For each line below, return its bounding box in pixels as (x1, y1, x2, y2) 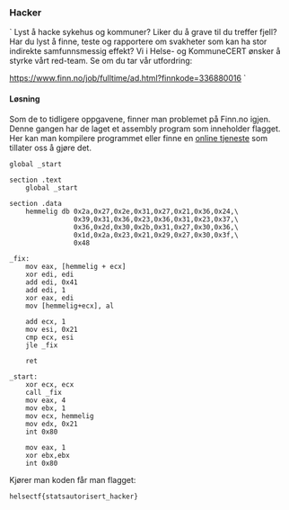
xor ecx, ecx (25, 380, 74, 389)
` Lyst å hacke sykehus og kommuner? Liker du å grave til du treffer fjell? (9, 27, 277, 38)
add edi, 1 (25, 285, 66, 294)
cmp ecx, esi (25, 333, 74, 342)
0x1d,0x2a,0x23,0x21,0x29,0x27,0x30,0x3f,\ (73, 230, 240, 239)
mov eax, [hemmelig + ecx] (25, 262, 127, 271)
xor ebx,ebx (25, 451, 70, 460)
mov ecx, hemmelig (25, 411, 94, 420)
